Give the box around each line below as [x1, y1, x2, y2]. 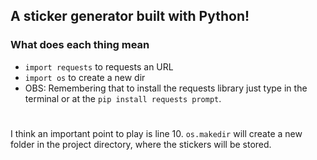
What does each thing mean [10, 38, 150, 52]
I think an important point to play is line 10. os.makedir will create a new [10, 127, 303, 139]
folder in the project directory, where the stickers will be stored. [10, 138, 272, 150]
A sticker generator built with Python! [10, 8, 250, 25]
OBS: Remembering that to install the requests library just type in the [24, 82, 308, 94]
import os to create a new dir [24, 71, 146, 83]
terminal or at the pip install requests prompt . [24, 92, 222, 104]
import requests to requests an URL [24, 60, 174, 73]
